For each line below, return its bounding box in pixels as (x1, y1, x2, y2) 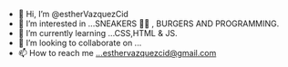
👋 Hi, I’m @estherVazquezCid (17, 9, 129, 19)
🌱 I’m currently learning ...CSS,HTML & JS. (17, 28, 178, 38)
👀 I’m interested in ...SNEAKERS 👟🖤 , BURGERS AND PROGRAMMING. (17, 18, 280, 29)
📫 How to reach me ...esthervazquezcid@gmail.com (17, 48, 217, 58)
